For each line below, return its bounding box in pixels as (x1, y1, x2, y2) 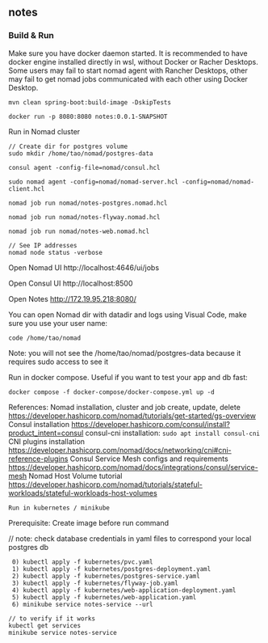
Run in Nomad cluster (8, 126, 81, 136)
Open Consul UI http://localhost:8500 (8, 278, 133, 288)
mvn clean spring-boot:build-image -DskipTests (8, 98, 172, 107)
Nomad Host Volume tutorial (28, 471, 123, 480)
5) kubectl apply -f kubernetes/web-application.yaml (11, 593, 197, 601)
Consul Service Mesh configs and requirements (69, 454, 228, 463)
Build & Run (8, 30, 55, 41)
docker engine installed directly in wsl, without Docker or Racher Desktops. (8, 57, 258, 66)
